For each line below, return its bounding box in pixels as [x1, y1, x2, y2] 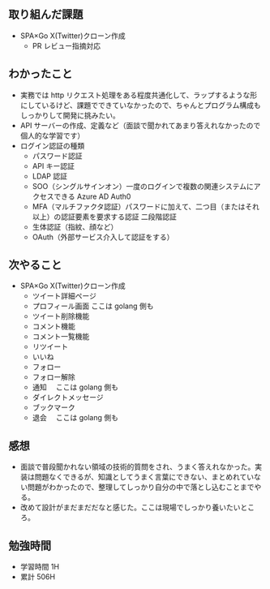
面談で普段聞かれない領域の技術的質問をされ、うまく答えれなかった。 [19, 462, 255, 472]
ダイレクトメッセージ [32, 393, 104, 402]
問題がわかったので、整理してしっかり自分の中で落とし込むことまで [27, 482, 255, 492]
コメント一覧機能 [32, 332, 90, 342]
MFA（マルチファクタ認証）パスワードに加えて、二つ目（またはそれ [32, 201, 259, 211]
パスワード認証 [32, 151, 83, 161]
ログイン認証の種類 [19, 140, 85, 150]
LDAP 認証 [32, 171, 67, 181]
